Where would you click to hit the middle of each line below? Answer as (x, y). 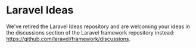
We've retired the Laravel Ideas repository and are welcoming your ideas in (98, 26)
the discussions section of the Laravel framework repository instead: (90, 32)
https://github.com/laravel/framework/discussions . (69, 39)
